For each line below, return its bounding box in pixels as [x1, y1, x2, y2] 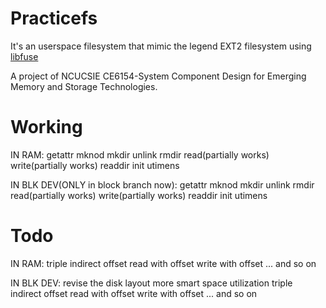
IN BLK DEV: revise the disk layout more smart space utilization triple [10, 277, 293, 289]
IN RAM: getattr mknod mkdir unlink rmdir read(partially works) [10, 148, 270, 161]
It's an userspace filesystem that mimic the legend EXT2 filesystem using [10, 40, 312, 52]
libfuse [10, 50, 39, 62]
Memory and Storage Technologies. [10, 80, 158, 92]
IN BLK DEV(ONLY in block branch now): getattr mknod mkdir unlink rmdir [10, 178, 315, 191]
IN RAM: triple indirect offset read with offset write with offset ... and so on [10, 257, 317, 269]
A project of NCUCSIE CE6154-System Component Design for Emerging [10, 70, 307, 82]
